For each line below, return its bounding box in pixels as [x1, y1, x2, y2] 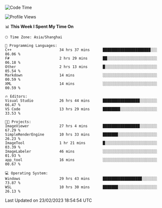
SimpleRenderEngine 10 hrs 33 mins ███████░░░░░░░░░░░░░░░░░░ [5, 132, 158, 137]
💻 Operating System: [5, 171, 49, 176]
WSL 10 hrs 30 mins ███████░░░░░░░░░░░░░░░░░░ [5, 185, 158, 190]
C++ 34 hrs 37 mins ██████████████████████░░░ [5, 47, 158, 52]
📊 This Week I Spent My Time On [5, 24, 74, 29]
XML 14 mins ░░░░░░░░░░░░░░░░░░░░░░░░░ [5, 81, 158, 86]
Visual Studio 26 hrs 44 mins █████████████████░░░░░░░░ [5, 98, 158, 103]
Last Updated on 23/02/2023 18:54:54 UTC [5, 197, 92, 203]
